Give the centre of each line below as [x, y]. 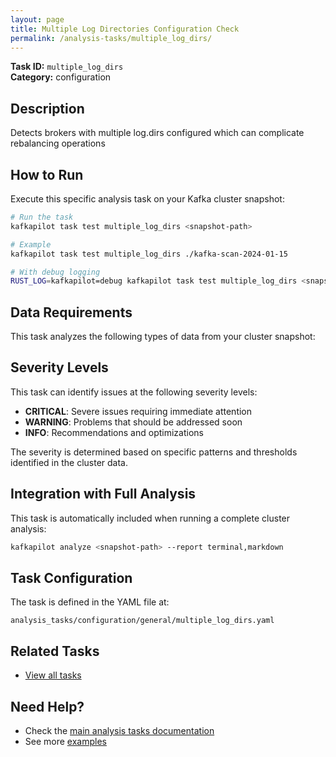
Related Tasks [55, 651]
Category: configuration [61, 77]
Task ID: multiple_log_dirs [67, 67]
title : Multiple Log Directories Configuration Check [125, 29]
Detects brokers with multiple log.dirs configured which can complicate [157, 133]
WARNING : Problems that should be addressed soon [133, 422]
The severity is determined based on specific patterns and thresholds [154, 452]
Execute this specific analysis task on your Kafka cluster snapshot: [147, 199]
